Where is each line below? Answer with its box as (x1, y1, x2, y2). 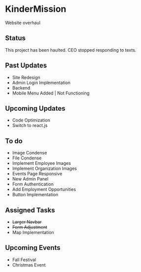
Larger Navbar (12, 219, 42, 225)
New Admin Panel (12, 176, 49, 182)
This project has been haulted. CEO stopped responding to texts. (5, 47, 137, 53)
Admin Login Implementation (12, 80, 71, 86)
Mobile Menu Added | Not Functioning (12, 90, 90, 96)
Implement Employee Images (12, 160, 71, 166)
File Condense (12, 155, 42, 161)
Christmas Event (12, 262, 46, 268)
